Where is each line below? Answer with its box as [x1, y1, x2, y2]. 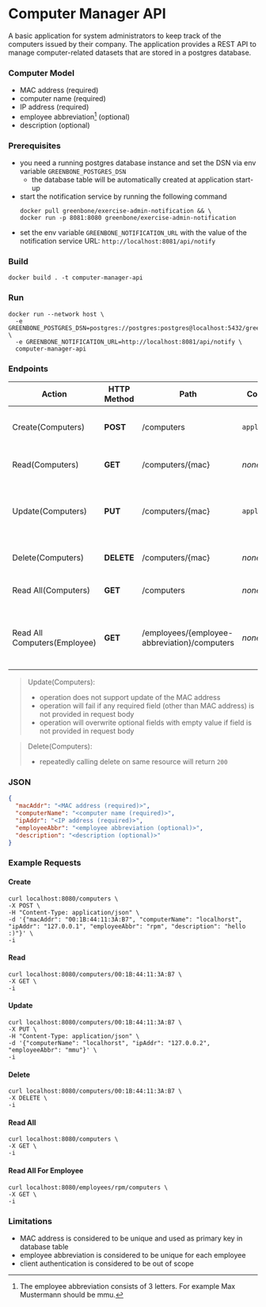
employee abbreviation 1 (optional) [19, 111, 131, 121]
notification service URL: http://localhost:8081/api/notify [19, 237, 216, 246]
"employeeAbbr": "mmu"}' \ [8, 1046, 97, 1055]
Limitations [8, 1215, 53, 1226]
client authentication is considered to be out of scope [19, 1259, 194, 1268]
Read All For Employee [8, 1166, 84, 1176]
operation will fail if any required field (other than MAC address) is [39, 701, 255, 710]
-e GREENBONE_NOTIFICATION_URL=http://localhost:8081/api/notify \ [15, 338, 243, 346]
